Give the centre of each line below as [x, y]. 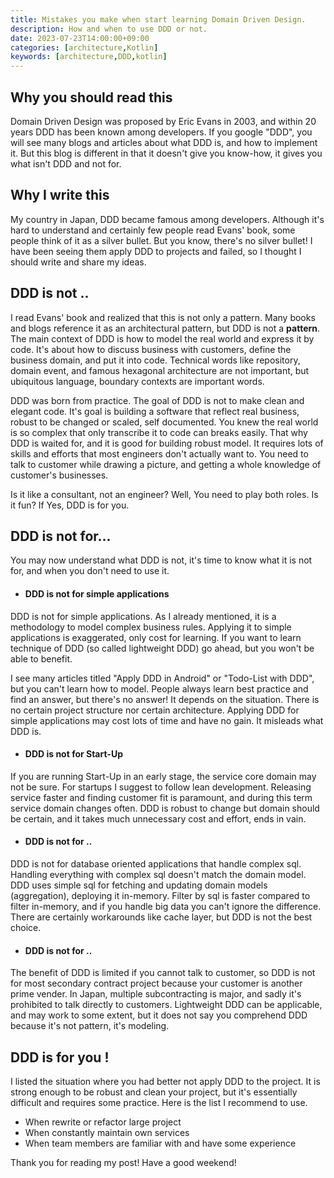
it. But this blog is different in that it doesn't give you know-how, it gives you [166, 153]
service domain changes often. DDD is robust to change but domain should [165, 808]
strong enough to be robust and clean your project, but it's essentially [154, 1092]
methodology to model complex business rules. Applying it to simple [151, 627]
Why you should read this [91, 97]
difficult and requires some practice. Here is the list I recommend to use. [159, 1102]
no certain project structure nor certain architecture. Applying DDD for [155, 710]
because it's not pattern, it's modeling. [90, 1026]
